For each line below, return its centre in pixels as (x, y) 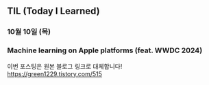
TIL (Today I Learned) (54, 11)
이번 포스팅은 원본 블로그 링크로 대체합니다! (65, 66)
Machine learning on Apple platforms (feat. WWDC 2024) (105, 50)
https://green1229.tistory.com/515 (55, 73)
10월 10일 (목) (29, 32)
